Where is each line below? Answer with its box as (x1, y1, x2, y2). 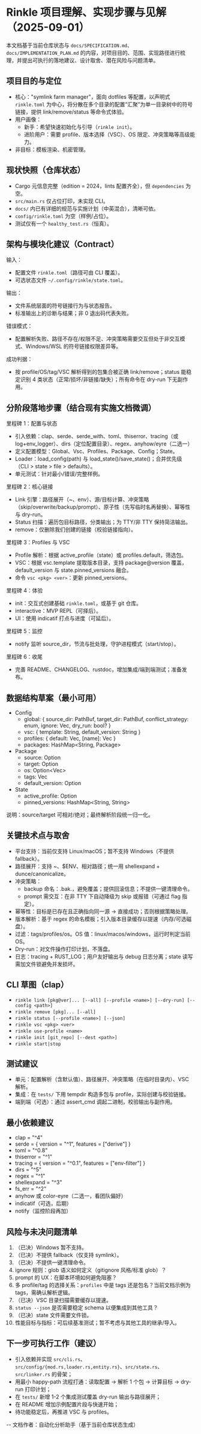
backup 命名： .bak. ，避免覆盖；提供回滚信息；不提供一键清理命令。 (23, 885, 193, 892)
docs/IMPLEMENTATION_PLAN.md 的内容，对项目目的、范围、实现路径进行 (6, 49, 181, 56)
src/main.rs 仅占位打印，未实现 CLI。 (14, 197, 109, 205)
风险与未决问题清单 (6, 1226, 77, 1237)
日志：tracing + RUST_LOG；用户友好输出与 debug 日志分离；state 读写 (14, 952, 193, 960)
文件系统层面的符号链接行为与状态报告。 (14, 302, 115, 309)
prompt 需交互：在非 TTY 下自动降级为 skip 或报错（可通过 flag (23, 892, 181, 900)
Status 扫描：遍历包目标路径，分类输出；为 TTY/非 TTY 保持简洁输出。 (14, 518, 191, 526)
